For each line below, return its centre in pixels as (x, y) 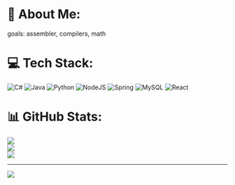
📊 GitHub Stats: (55, 117)
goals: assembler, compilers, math (57, 34)
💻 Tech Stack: (50, 63)
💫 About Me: (44, 14)
